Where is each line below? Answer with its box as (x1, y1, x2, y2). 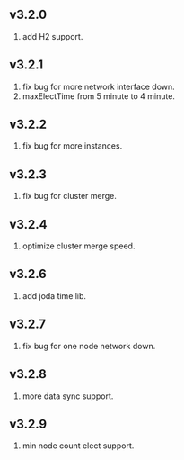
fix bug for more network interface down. (22, 81, 175, 92)
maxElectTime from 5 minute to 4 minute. (22, 90, 175, 102)
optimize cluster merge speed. (22, 240, 136, 251)
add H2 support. (22, 31, 83, 41)
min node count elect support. (22, 440, 135, 451)
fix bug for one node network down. (22, 340, 156, 351)
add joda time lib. (22, 290, 87, 301)
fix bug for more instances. (22, 140, 123, 151)
